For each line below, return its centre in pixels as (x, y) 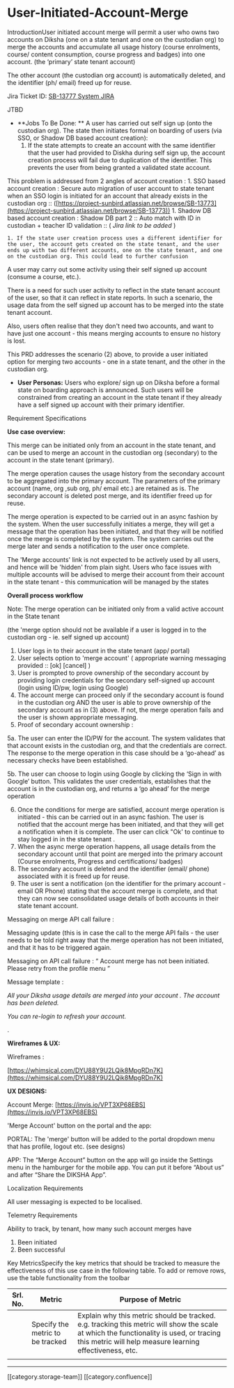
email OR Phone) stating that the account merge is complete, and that (117, 891)
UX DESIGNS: (27, 1091)
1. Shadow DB (192, 210)
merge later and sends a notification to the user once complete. (99, 546)
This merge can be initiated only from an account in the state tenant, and (111, 445)
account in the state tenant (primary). (61, 460)
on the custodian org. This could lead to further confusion (98, 256)
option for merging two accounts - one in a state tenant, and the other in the (116, 361)
